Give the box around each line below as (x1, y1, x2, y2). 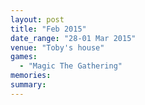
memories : (10, 71, 52, 81)
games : (10, 52, 38, 62)
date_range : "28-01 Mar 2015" (10, 33, 137, 43)
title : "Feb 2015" (10, 24, 87, 34)
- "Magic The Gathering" (19, 61, 123, 71)
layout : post (10, 14, 65, 25)
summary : (10, 80, 47, 90)
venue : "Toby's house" (10, 42, 105, 53)
